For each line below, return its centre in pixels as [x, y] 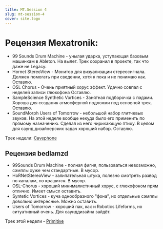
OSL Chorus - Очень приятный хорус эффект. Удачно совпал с [77, 87]
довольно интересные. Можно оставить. [55, 201]
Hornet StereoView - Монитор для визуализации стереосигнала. [79, 72]
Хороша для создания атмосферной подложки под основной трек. [82, 103]
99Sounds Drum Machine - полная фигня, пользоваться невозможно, [84, 165]
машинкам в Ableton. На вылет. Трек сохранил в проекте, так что [80, 61]
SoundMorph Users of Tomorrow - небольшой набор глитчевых [78, 113]
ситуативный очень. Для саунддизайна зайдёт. [61, 212]
